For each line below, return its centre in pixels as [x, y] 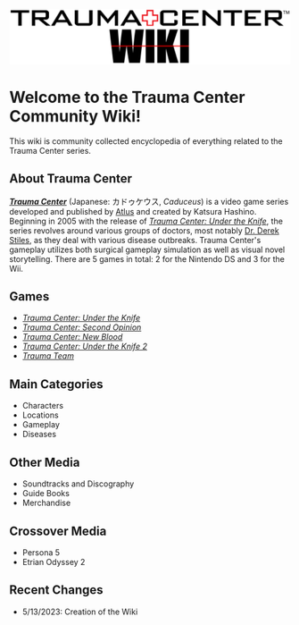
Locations [41, 415]
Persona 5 [41, 552]
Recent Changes [57, 590]
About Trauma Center [71, 179]
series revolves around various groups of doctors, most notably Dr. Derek [144, 230]
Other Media [45, 462]
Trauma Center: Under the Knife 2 [84, 346]
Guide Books [46, 494]
